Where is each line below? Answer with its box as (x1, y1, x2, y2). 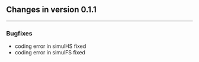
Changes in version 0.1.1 (6, 5, 97, 15)
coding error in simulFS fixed (14, 49, 86, 56)
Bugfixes (6, 29, 33, 37)
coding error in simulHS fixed (14, 43, 86, 50)
